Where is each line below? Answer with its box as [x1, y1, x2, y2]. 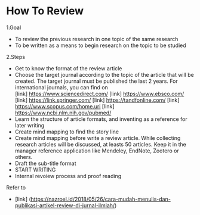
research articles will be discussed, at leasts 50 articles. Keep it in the [14, 141, 186, 148]
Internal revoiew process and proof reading [14, 172, 122, 179]
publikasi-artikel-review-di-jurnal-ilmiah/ [14, 201, 115, 209]
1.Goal [6, 24, 21, 31]
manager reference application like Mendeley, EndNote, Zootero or [14, 147, 179, 154]
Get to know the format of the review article [14, 64, 122, 72]
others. [14, 153, 33, 160]
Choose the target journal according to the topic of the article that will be [14, 71, 194, 78]
